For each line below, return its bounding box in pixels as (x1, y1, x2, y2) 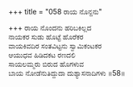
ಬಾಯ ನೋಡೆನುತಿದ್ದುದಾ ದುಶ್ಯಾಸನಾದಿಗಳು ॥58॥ (8, 68, 126, 77)
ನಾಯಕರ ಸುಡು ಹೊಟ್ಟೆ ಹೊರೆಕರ (8, 32, 84, 41)
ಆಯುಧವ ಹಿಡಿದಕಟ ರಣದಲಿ (8, 50, 76, 60)
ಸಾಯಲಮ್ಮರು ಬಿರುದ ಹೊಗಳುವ (8, 60, 85, 68)
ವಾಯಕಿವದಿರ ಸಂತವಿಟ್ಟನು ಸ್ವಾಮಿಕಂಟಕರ (8, 41, 102, 51)
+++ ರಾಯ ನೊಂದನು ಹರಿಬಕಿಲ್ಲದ (8, 23, 92, 32)
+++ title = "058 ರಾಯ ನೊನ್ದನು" (8, 7, 102, 16)
